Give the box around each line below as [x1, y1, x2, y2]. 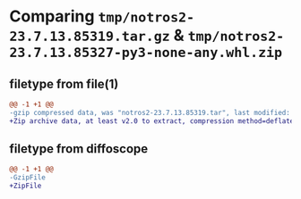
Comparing [9, 6, 95, 27]
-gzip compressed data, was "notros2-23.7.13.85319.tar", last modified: [9, 108, 291, 117]
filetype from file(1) [9, 76, 119, 91]
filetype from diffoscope [9, 141, 149, 157]
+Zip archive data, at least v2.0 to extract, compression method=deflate [9, 116, 295, 126]
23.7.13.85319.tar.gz [9, 29, 170, 46]
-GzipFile [9, 173, 47, 182]
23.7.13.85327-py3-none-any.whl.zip [9, 45, 283, 62]
